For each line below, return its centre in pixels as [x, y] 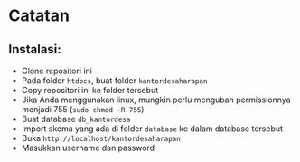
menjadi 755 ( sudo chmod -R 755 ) [83, 109]
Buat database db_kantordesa [76, 119]
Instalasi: [35, 49]
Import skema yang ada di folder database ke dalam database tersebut [152, 129]
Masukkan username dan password [88, 148]
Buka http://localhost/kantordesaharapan [101, 138]
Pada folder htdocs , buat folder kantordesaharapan [114, 81]
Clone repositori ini [56, 71]
